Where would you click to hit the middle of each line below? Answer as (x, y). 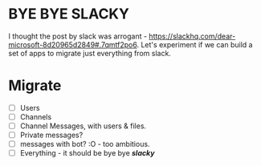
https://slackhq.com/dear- (192, 36)
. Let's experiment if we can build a (194, 44)
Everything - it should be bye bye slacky (87, 153)
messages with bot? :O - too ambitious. (85, 144)
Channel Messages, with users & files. (83, 126)
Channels (36, 116)
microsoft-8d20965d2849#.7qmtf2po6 (73, 44)
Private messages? (51, 135)
